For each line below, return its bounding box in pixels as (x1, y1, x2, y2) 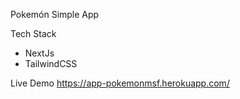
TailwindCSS (24, 58, 78, 69)
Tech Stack (10, 28, 57, 39)
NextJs (24, 47, 55, 59)
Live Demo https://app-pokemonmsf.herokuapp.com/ (10, 77, 230, 89)
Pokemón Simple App (10, 9, 100, 20)
